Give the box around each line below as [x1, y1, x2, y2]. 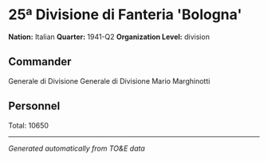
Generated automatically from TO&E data [8, 143, 145, 153]
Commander [8, 55, 72, 69]
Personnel [8, 100, 61, 113]
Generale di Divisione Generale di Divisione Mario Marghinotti [8, 76, 211, 85]
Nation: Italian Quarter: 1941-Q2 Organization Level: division [8, 32, 210, 41]
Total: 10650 [8, 120, 49, 130]
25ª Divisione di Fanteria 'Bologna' [8, 6, 242, 24]
